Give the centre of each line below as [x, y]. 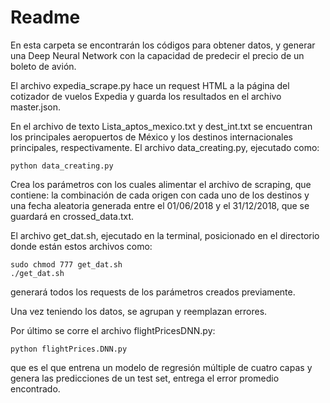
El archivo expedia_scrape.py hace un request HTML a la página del [150, 85]
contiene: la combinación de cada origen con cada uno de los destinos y [160, 195]
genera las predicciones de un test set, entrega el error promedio [145, 378]
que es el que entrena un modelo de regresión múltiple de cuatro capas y [161, 367]
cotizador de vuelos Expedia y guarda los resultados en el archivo [146, 96]
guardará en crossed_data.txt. [72, 216]
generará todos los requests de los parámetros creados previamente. [153, 292]
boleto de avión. [43, 66]
